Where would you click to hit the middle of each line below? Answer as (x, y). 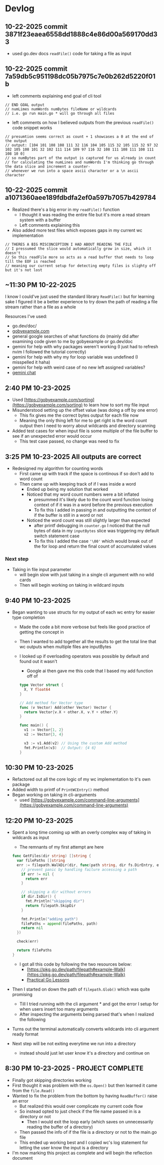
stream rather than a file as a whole (41, 307)
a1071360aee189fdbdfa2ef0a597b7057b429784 (81, 198)
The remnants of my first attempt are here (61, 847)
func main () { (34, 725)
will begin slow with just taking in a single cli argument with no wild (87, 575)
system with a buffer (40, 220)
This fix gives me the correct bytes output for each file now (79, 415)
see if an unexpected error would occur (52, 436)
